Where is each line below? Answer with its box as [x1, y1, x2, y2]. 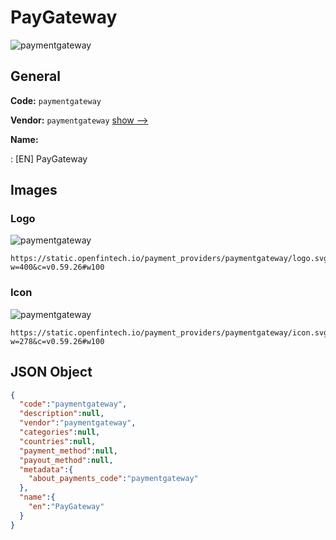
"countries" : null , [19, 436, 97, 446]
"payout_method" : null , [19, 455, 114, 465]
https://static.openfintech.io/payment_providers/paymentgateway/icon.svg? [10, 327, 333, 338]
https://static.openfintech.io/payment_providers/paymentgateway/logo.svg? [10, 254, 333, 264]
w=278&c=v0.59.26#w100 [10, 336, 105, 346]
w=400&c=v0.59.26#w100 [10, 262, 105, 273]
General [10, 68, 62, 85]
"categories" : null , [19, 427, 101, 438]
